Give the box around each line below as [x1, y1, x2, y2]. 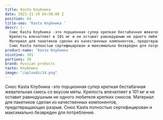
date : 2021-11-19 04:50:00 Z [5, 12, 64, 17]
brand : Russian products [5, 61, 55, 66]
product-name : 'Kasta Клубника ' [5, 48, 73, 52]
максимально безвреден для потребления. [5, 109, 95, 115]
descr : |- [5, 25, 25, 30]
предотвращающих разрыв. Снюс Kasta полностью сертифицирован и [5, 104, 152, 110]
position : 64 [5, 16, 32, 21]
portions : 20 [5, 57, 32, 62]
